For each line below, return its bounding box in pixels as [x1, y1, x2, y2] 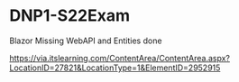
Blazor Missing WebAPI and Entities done [9, 35, 162, 46]
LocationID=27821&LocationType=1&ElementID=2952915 [9, 62, 221, 73]
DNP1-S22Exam [9, 5, 131, 26]
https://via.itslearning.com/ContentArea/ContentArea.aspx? [9, 52, 230, 63]
